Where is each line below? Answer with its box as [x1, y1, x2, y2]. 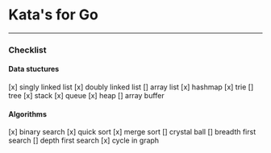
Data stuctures [8, 64, 60, 74]
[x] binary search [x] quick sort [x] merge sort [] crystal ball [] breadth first [8, 127, 256, 137]
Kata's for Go [8, 6, 98, 24]
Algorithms [8, 109, 47, 118]
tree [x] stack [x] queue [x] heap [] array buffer [8, 91, 165, 101]
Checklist [8, 44, 47, 56]
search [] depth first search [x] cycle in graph [8, 135, 160, 146]
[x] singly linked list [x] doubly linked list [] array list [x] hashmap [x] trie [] [8, 82, 254, 92]
